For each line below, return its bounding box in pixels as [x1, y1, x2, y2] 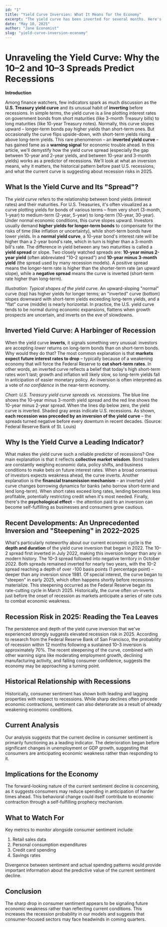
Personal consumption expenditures [12, 842, 87, 848]
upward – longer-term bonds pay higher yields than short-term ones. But [5, 126, 155, 132]
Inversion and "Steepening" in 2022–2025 [5, 526, 140, 535]
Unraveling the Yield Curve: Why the [5, 52, 160, 63]
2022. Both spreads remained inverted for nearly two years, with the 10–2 [5, 561, 157, 567]
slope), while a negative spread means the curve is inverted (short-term [5, 270, 154, 276]
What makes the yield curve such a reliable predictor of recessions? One [5, 451, 155, 457]
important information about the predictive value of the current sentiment [5, 867, 156, 874]
